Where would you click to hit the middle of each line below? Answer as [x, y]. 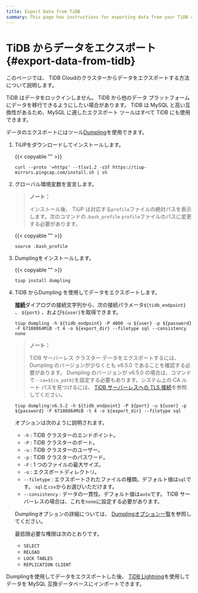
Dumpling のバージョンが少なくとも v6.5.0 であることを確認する [107, 365]
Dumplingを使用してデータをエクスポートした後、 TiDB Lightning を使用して [98, 577]
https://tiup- [130, 168]
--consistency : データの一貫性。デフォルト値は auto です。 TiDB [101, 494]
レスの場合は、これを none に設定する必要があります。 [98, 502]
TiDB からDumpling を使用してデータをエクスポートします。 [87, 293]
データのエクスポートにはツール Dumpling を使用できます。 [77, 132]
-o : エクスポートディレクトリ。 [62, 472]
